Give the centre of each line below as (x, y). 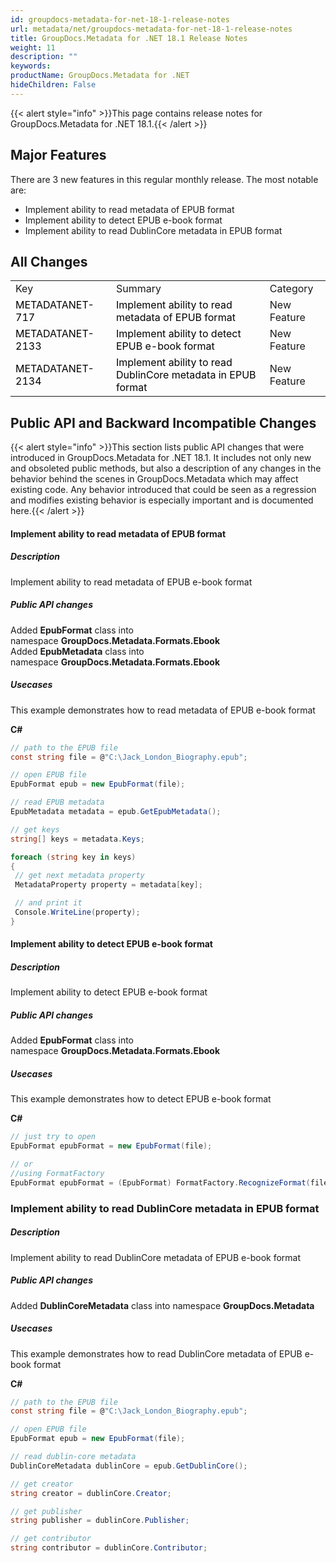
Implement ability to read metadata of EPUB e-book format (131, 582)
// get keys (35, 829)
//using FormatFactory (57, 1173)
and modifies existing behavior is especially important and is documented (162, 500)
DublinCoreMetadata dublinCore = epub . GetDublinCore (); (129, 1466)
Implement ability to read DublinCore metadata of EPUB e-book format (156, 1257)
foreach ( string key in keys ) (73, 857)
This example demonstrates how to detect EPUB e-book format (141, 1099)
